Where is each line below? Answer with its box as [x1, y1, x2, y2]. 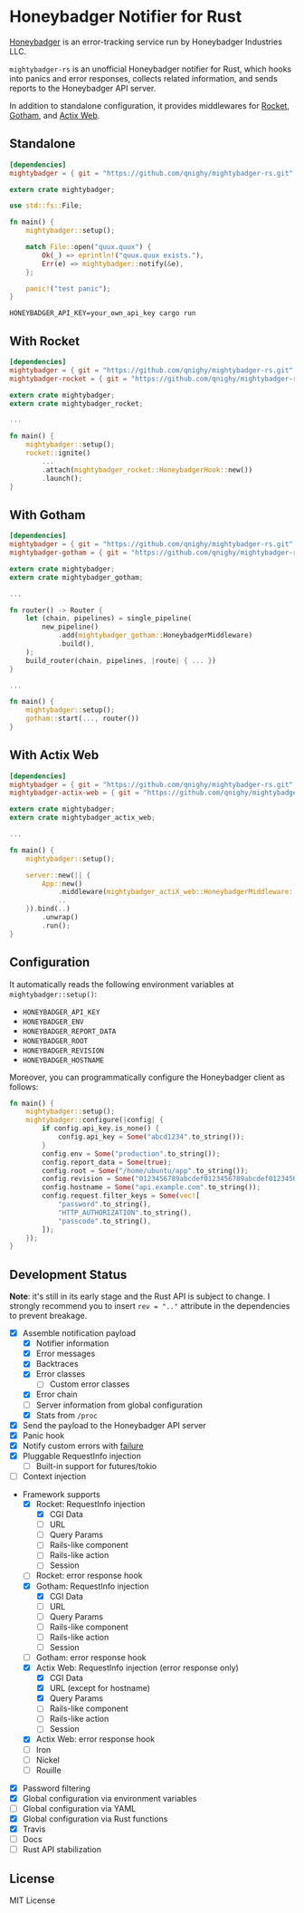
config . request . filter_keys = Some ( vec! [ [42, 1191, 201, 1201]
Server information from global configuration [35, 1399, 204, 1410]
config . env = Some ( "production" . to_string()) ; [42, 1149, 221, 1158]
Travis [22, 1823, 46, 1834]
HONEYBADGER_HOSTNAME [22, 1055, 104, 1065]
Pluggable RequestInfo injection [22, 1450, 142, 1461]
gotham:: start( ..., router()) [25, 714, 140, 724]
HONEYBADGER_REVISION [22, 1046, 104, 1055]
